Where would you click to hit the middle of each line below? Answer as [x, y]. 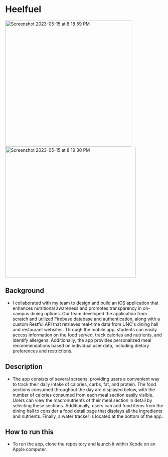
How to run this [30, 432]
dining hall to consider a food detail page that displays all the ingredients [87, 411]
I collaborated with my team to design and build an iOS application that [86, 303]
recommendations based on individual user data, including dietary [81, 345]
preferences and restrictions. [42, 351]
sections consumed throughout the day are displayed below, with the [84, 389]
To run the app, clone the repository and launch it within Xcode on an [84, 444]
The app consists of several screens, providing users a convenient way [86, 379]
